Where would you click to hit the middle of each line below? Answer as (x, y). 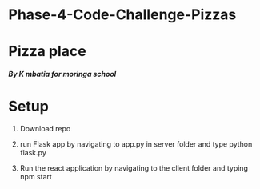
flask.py (33, 152)
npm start (36, 176)
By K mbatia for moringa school (62, 74)
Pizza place (47, 52)
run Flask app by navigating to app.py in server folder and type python (136, 144)
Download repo (45, 128)
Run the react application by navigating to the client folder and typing (134, 168)
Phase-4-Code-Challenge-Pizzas (122, 15)
